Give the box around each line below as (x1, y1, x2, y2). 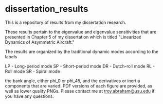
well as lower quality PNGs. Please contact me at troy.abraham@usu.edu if (5, 88, 155, 94)
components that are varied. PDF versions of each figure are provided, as (5, 83, 152, 88)
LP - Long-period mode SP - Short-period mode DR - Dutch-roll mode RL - (5, 63, 155, 69)
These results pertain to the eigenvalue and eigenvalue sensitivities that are (5, 29, 157, 35)
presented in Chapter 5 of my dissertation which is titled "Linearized (5, 34, 142, 40)
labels (5, 53, 17, 59)
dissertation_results (5, 3, 89, 15)
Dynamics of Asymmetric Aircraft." (5, 39, 74, 45)
